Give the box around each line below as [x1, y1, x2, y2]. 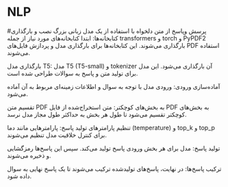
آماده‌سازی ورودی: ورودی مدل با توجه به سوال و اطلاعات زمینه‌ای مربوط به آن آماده [7, 82, 220, 90]
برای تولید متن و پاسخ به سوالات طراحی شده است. [7, 69, 138, 77]
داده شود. [7, 172, 32, 180]
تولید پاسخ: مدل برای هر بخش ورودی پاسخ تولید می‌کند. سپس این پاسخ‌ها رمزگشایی [7, 144, 220, 152]
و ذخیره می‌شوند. [7, 151, 51, 160]
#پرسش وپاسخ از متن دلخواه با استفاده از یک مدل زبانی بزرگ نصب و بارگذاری [7, 27, 207, 35]
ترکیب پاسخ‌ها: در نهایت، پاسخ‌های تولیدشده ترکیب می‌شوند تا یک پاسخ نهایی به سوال [7, 164, 222, 173]
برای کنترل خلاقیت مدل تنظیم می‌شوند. [7, 131, 107, 139]
